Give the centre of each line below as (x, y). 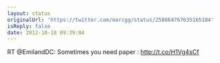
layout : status (29, 13)
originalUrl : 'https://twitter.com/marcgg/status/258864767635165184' (111, 20)
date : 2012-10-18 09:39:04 (46, 33)
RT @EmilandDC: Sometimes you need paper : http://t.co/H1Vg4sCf (103, 52)
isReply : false (29, 26)
